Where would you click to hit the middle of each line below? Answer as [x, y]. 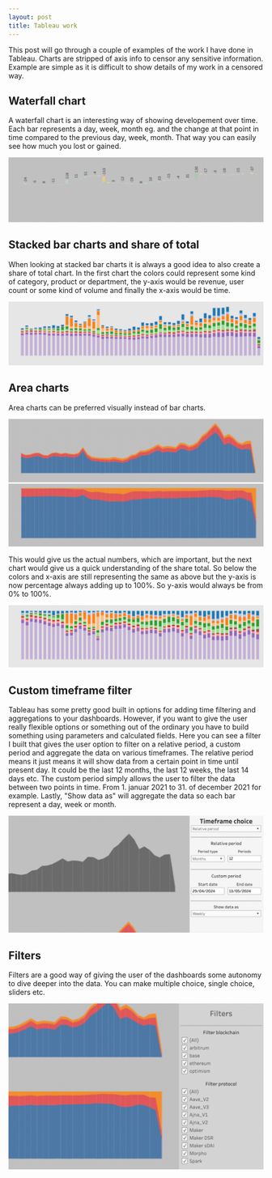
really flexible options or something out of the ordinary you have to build [129, 727]
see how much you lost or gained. [65, 147]
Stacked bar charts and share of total [104, 245]
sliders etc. [27, 992]
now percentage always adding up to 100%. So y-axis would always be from [136, 585]
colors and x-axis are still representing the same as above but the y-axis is [132, 576]
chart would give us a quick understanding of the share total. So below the [133, 568]
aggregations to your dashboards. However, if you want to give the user [128, 719]
